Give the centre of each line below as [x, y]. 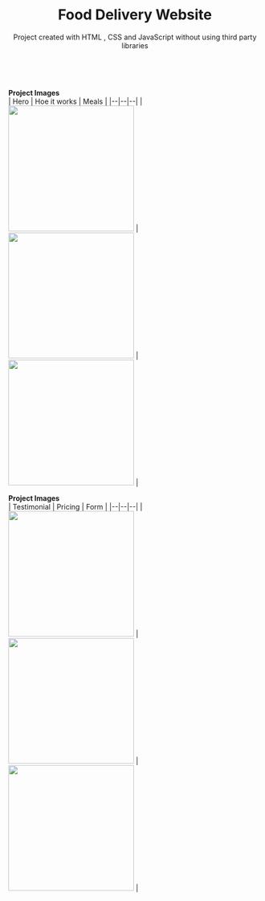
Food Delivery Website [135, 15]
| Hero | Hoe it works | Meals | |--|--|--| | [75, 101]
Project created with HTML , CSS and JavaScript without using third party [135, 37]
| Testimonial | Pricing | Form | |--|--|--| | [75, 507]
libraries [135, 45]
